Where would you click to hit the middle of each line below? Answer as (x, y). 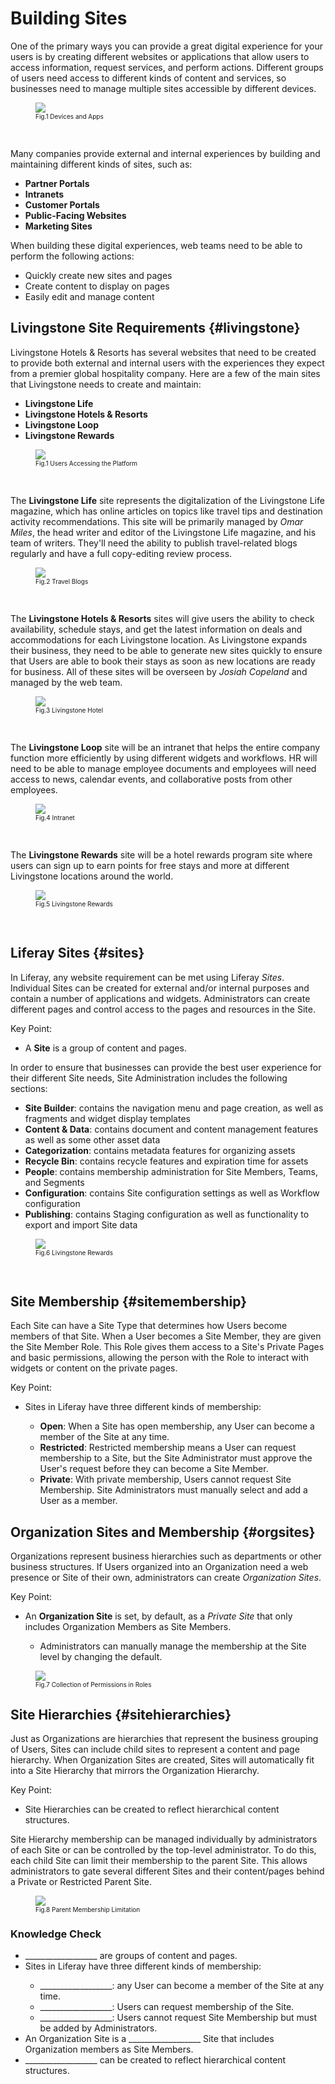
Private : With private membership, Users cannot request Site (165, 1479)
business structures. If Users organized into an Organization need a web (159, 1567)
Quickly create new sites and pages (98, 275)
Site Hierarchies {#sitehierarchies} (121, 1714)
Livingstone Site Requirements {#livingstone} (155, 328)
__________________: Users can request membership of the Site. (167, 2007)
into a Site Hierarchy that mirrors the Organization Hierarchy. (135, 1770)
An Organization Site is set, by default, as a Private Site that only (158, 1616)
